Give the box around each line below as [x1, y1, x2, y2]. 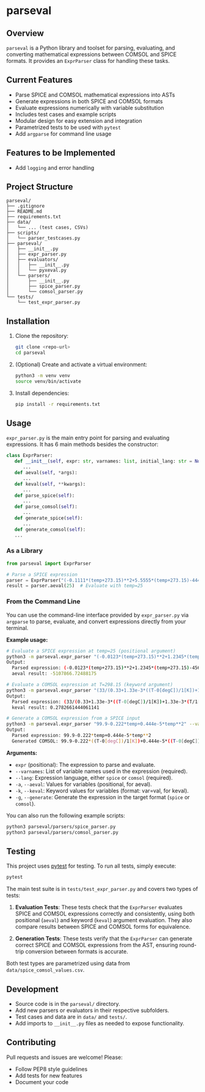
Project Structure [6, 181, 73, 192]
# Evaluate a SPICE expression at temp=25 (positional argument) [6, 648, 176, 654]
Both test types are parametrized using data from [6, 960, 130, 967]
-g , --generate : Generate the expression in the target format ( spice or [15, 793, 190, 801]
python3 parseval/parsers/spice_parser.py [6, 823, 116, 830]
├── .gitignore [6, 203, 45, 210]
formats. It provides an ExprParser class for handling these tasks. [6, 57, 170, 64]
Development [6, 984, 59, 994]
